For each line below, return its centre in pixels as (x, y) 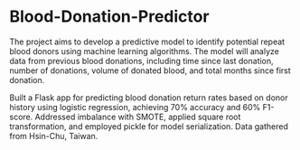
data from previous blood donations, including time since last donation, (141, 61)
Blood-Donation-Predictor (109, 17)
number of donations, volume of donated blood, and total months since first (150, 70)
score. (21, 117)
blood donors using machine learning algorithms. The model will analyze (145, 51)
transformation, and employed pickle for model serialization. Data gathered (149, 126)
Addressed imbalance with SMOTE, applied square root (138, 117)
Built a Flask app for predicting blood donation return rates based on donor (149, 98)
